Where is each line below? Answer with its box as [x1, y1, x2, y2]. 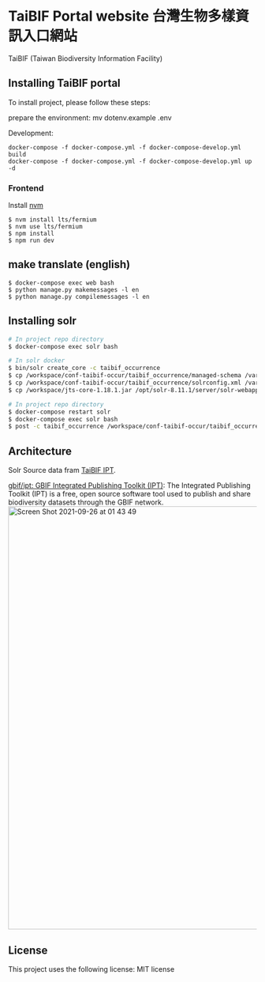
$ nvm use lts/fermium [8, 223, 83, 231]
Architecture [8, 444, 73, 458]
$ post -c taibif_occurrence [8, 422, 104, 431]
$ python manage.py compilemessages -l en [8, 293, 150, 300]
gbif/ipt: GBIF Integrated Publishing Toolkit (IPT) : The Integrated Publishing [8, 481, 251, 490]
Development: [8, 128, 54, 138]
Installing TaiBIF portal [8, 77, 121, 90]
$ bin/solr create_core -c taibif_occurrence [8, 364, 160, 372]
